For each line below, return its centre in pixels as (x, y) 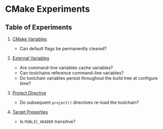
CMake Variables (29, 39)
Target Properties (30, 112)
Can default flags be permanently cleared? (63, 48)
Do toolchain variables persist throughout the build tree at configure (89, 78)
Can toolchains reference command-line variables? (72, 73)
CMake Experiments (48, 9)
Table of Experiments (39, 27)
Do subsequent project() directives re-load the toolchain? (79, 102)
